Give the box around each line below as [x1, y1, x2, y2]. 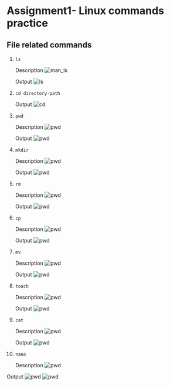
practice [6, 16, 49, 30]
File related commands [6, 40, 92, 50]
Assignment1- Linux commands [6, 4, 165, 18]
